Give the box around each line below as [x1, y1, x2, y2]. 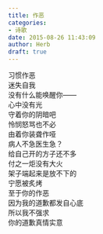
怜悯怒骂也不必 [8, 119, 56, 129]
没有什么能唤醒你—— [8, 90, 76, 99]
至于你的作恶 [8, 188, 49, 197]
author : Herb [8, 41, 51, 49]
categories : [8, 19, 47, 27]
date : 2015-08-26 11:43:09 [8, 33, 96, 42]
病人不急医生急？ [8, 139, 63, 148]
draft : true [8, 48, 47, 56]
